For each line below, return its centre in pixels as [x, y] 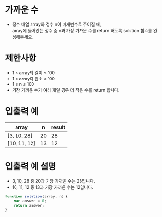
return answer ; [29, 205]
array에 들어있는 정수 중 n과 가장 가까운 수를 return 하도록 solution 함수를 [82, 30]
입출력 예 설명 [31, 167]
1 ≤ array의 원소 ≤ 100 [33, 79]
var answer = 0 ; [30, 201]
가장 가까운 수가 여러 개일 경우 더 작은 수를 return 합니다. [66, 90]
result [58, 127]
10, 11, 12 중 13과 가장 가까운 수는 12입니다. [53, 187]
